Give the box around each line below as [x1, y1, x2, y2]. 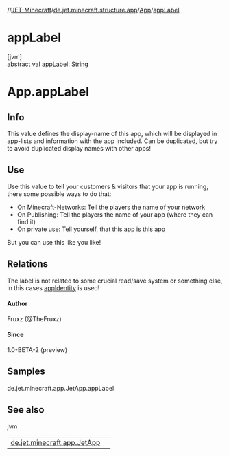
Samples [7, 366, 46, 378]
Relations [7, 258, 49, 270]
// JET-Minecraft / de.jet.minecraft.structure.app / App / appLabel [7, 6, 180, 14]
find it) [16, 217, 36, 226]
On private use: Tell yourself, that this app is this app [16, 225, 166, 233]
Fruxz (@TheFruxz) [7, 314, 62, 323]
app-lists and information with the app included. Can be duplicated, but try [7, 137, 218, 145]
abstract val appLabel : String [7, 60, 89, 68]
